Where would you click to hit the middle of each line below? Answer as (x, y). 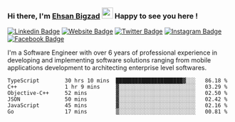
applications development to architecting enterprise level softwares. (107, 68)
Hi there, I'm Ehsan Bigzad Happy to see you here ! (103, 16)
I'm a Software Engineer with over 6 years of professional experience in (113, 52)
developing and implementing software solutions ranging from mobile (109, 60)
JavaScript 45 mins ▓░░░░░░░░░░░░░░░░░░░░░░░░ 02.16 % (117, 106)
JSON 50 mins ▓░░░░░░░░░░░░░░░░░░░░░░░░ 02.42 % (117, 99)
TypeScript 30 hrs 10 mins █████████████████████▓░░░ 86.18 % (117, 81)
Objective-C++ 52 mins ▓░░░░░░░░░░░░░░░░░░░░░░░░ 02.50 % (117, 93)
